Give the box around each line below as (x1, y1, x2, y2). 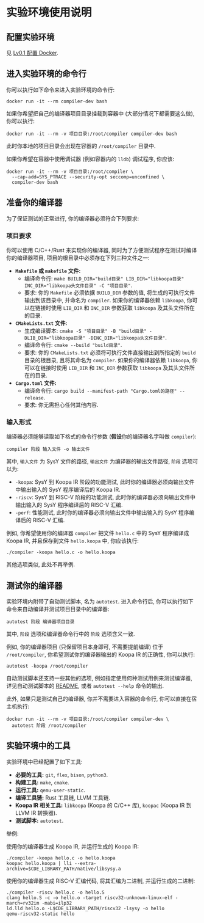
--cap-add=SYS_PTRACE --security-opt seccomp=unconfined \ (12, 173, 165, 180)
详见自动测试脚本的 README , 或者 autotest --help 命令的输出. (6, 682, 164, 690)
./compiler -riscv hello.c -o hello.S (6, 889, 105, 896)
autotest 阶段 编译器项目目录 (6, 619, 75, 625)
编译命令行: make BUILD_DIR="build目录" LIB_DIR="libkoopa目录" (24, 274, 185, 282)
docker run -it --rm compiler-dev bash (6, 98, 108, 104)
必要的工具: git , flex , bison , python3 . (15, 771, 108, 778)
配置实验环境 (6, 32, 55, 42)
